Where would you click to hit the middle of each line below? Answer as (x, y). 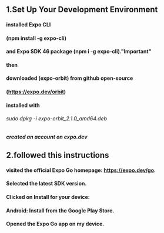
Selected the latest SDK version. (46, 184)
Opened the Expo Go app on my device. (55, 224)
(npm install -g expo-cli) (36, 38)
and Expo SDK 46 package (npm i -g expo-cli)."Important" (79, 52)
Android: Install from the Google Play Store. (60, 210)
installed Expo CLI (29, 24)
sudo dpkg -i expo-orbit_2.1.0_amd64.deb (57, 119)
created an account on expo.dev (47, 137)
